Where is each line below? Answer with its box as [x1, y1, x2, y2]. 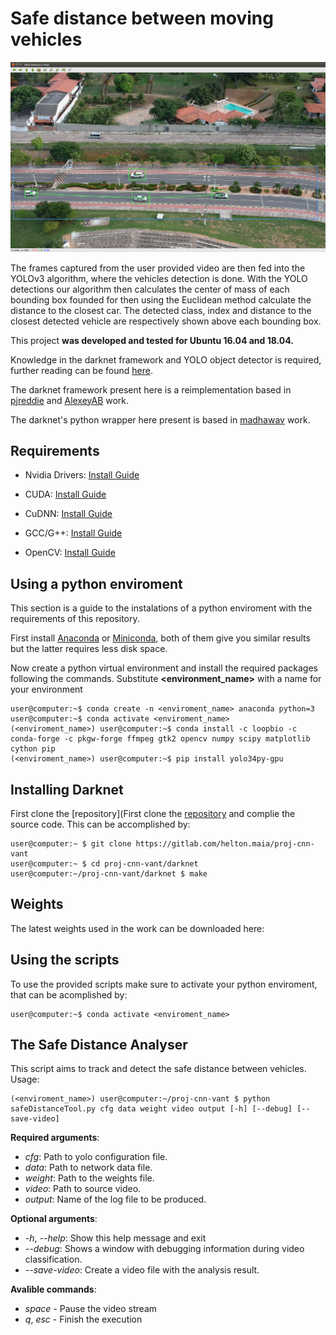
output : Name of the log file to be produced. [24, 1193, 207, 1206]
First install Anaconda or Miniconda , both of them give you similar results [10, 632, 311, 644]
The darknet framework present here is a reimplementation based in [10, 383, 292, 396]
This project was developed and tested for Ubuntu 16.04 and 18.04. [10, 334, 294, 346]
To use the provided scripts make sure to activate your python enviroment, [10, 978, 318, 990]
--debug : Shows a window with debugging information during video [24, 1243, 305, 1255]
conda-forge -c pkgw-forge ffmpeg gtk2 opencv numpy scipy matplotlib [10, 734, 311, 744]
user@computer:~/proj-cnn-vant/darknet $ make [10, 869, 208, 879]
